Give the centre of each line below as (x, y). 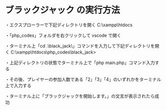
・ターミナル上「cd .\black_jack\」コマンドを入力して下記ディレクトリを (80, 46)
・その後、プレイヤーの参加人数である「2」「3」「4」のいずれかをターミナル (83, 79)
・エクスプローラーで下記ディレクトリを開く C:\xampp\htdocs (69, 25)
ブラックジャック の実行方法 (63, 10)
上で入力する (18, 85)
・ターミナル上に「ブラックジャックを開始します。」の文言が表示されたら (80, 96)
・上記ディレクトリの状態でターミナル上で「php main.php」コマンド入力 (80, 62)
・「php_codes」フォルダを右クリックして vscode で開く (63, 35)
